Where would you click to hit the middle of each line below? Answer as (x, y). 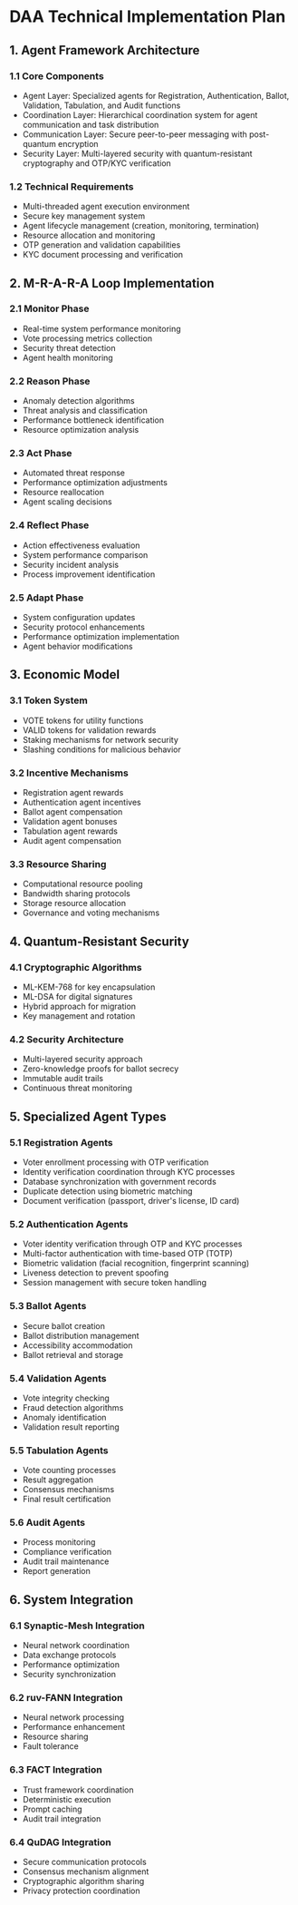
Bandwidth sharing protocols (77, 894)
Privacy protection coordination (81, 1891)
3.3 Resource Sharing (58, 864)
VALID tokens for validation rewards (89, 730)
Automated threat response (73, 473)
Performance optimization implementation (101, 637)
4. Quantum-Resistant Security (100, 941)
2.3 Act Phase (41, 454)
